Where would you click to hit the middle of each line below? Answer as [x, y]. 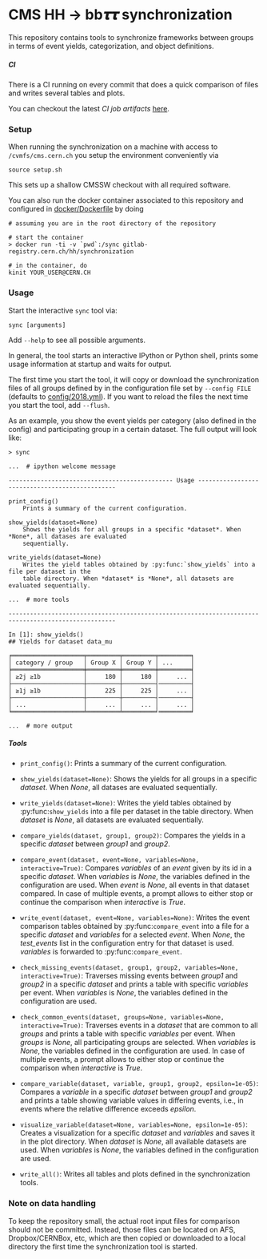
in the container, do [52, 266]
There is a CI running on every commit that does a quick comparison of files [133, 84]
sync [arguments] [37, 325]
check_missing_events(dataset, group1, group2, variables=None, [129, 968]
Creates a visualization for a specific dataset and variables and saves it [137, 1133]
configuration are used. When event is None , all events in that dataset [134, 885]
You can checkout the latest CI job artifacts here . [89, 108]
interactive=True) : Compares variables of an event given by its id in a [135, 868]
